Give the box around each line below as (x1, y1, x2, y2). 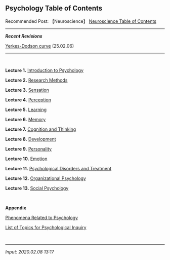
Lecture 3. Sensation (5, 87, 50, 93)
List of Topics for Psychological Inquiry (5, 224, 87, 230)
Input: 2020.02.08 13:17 (5, 248, 54, 255)
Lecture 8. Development (5, 136, 57, 142)
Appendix (5, 205, 26, 211)
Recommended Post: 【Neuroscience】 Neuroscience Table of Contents (5, 18, 157, 24)
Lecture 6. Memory (5, 116, 46, 122)
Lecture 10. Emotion (5, 156, 48, 162)
